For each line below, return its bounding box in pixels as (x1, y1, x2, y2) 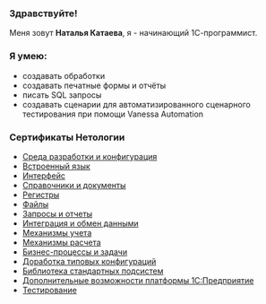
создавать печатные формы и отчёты (21, 80, 167, 91)
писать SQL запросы (21, 89, 102, 100)
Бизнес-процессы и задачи (21, 246, 128, 257)
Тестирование (21, 284, 78, 295)
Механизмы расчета (21, 237, 101, 248)
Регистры (21, 189, 60, 200)
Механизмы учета (21, 227, 92, 238)
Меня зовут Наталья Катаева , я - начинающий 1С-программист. (9, 28, 258, 39)
